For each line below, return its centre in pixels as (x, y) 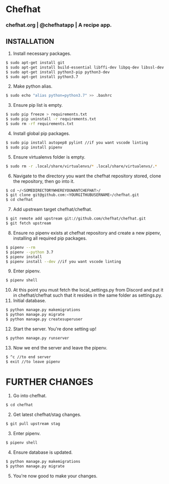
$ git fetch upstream (29, 223)
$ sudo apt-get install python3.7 (42, 77)
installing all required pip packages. (50, 238)
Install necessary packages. (42, 53)
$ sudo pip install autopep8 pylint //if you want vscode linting (77, 143)
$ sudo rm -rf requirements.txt (40, 124)
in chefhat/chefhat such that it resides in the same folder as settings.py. (88, 295)
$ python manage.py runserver (38, 338)
